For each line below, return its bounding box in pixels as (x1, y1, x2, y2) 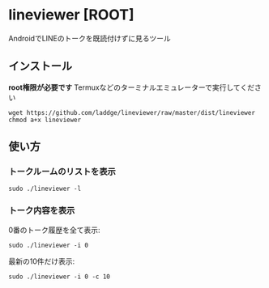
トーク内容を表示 (8, 205, 75, 216)
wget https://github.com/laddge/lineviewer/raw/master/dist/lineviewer (8, 108, 255, 116)
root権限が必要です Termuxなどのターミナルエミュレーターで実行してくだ (8, 83, 255, 92)
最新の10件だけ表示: (8, 256, 75, 266)
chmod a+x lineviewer (8, 116, 82, 124)
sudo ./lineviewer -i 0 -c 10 (8, 273, 111, 281)
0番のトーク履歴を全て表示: (8, 225, 100, 235)
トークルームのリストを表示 (8, 166, 116, 177)
